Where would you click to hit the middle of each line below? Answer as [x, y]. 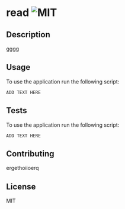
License [21, 187]
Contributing [30, 154]
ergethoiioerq [23, 168]
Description [28, 35]
